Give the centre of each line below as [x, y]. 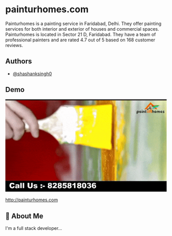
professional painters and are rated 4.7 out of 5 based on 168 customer [80, 40]
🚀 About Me [24, 216]
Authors [19, 62]
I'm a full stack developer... [34, 228]
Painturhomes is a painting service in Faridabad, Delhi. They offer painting [83, 23]
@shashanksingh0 [32, 74]
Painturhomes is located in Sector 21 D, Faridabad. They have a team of [81, 34]
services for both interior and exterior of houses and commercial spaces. [82, 29]
